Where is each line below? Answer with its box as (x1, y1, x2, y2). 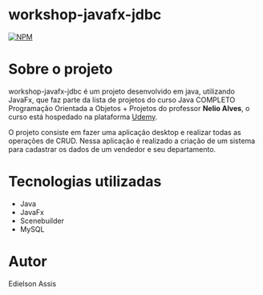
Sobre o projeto (8, 60, 113, 78)
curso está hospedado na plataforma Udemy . (8, 112, 158, 122)
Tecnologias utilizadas (8, 173, 162, 191)
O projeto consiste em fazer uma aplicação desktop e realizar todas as (8, 127, 242, 137)
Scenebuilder (19, 216, 65, 225)
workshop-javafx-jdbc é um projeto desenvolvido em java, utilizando (8, 86, 235, 96)
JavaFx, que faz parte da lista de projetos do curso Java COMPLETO (8, 94, 236, 105)
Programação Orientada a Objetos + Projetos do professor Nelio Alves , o (8, 103, 250, 113)
